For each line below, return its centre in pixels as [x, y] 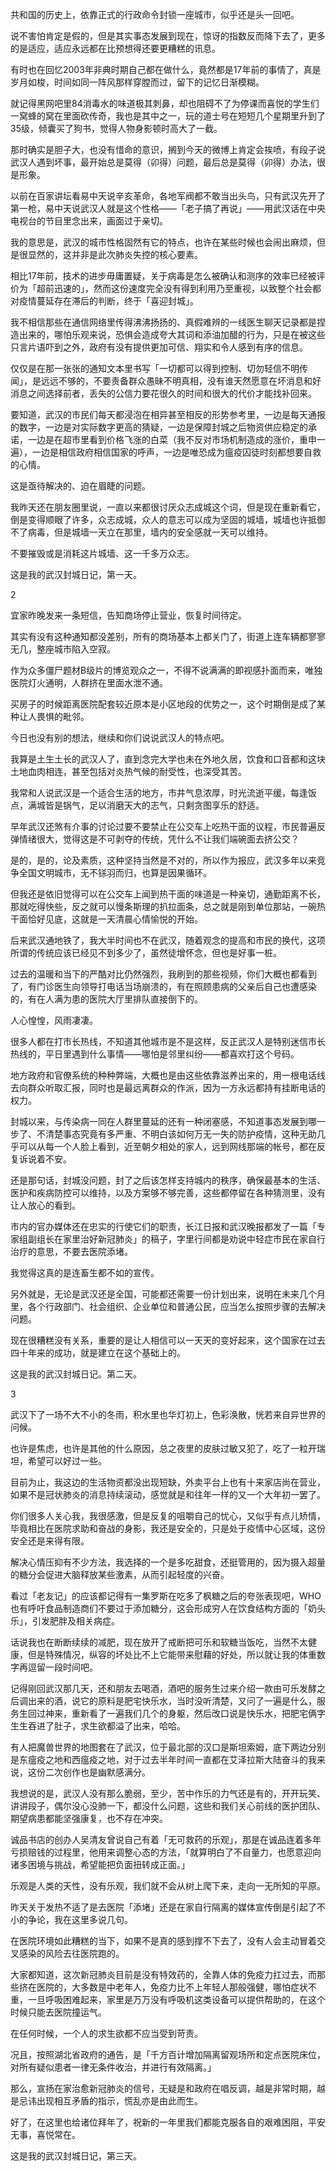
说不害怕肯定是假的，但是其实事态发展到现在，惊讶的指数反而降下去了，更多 [168, 36]
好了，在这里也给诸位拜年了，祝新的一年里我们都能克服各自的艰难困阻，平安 [168, 2122]
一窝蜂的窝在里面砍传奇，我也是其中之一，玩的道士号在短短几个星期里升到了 [168, 116]
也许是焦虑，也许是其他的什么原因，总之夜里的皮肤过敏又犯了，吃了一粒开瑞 [168, 1448]
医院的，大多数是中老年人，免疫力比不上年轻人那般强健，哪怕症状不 [176, 1987]
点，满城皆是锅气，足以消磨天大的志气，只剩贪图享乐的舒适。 [137, 805]
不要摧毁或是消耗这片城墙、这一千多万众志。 [102, 553]
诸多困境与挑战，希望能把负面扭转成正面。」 [100, 1864]
